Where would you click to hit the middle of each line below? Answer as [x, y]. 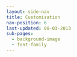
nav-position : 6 [26, 23]
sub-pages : [20, 34]
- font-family [29, 45]
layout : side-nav [28, 12]
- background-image [36, 39]
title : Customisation [33, 17]
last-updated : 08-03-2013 [38, 28]
